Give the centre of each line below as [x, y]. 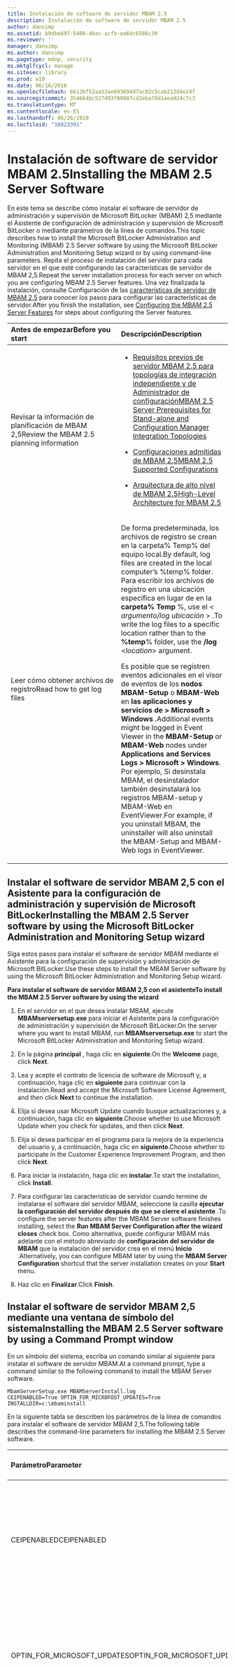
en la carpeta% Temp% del [166, 546]
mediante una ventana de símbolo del [91, 1317]
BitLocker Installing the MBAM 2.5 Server [98, 915]
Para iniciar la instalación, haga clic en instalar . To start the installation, [119, 1176]
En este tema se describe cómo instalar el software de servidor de [103, 208]
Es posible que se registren [166, 666]
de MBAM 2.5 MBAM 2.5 [173, 461]
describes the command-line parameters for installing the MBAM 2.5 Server [116, 1432]
